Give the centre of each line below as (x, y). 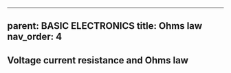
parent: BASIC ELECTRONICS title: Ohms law (105, 26)
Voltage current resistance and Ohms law (98, 60)
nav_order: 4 (35, 37)
